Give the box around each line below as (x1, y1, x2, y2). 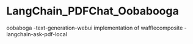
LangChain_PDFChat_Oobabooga (6, 4, 179, 18)
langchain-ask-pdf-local (6, 30, 67, 37)
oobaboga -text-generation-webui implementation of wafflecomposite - (6, 24, 188, 31)
